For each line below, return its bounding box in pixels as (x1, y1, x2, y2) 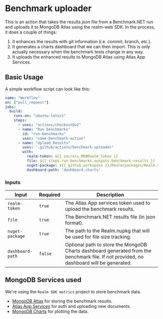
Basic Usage (5, 73, 44, 81)
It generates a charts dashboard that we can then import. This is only (12, 44, 150, 49)
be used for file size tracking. (65, 233, 131, 240)
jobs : (5, 105, 16, 109)
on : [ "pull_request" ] (5, 100, 49, 105)
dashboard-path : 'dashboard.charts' (26, 167, 101, 172)
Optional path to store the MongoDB (65, 241, 147, 248)
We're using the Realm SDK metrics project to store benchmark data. (5, 289, 142, 294)
